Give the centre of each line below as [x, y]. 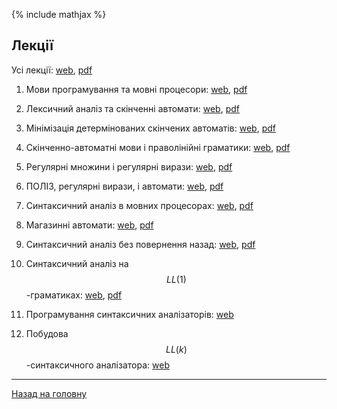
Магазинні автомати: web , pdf [89, 225]
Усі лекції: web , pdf [52, 70]
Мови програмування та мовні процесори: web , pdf [136, 89]
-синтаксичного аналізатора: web [97, 365]
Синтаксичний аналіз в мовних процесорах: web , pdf [139, 205]
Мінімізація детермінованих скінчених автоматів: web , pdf [150, 128]
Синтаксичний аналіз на [77, 263]
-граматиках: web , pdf [74, 295]
